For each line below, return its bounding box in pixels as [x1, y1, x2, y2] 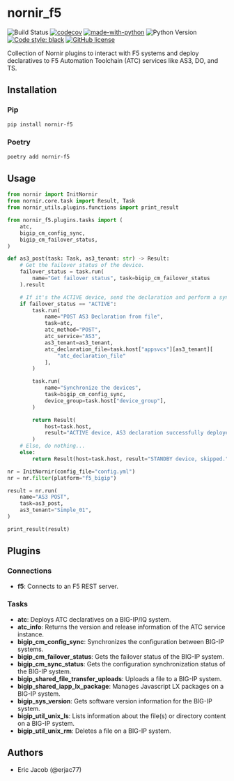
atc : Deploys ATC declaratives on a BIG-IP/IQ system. [17, 615, 172, 623]
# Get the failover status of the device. [19, 262, 145, 269]
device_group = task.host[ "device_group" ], [44, 397, 167, 404]
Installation [7, 84, 57, 96]
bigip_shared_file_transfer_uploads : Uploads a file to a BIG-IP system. [17, 674, 222, 683]
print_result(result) [7, 525, 70, 532]
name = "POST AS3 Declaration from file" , [44, 313, 164, 321]
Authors [7, 747, 44, 759]
